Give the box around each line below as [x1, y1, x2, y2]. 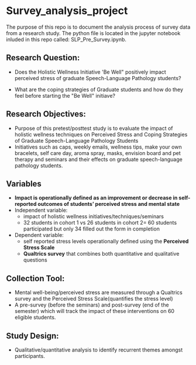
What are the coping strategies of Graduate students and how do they [14, 86, 183, 93]
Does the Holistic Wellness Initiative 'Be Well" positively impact [14, 68, 167, 75]
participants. [14, 353, 45, 359]
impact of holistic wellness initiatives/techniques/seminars [23, 213, 164, 220]
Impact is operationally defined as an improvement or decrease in [14, 194, 178, 201]
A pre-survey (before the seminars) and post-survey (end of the [14, 301, 169, 308]
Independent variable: [14, 206, 68, 214]
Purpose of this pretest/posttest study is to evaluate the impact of [14, 125, 173, 132]
